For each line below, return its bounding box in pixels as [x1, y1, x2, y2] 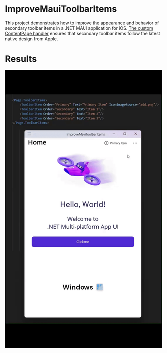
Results [5, 53, 37, 65]
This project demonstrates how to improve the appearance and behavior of [5, 20, 159, 26]
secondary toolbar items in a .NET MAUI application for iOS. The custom [5, 25, 153, 31]
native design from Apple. [5, 36, 58, 42]
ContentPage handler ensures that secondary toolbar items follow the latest [5, 30, 160, 36]
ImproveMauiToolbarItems [5, 3, 117, 15]
